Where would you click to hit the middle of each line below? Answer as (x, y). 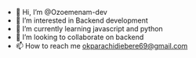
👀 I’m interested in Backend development (82, 20)
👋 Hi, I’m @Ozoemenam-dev (61, 12)
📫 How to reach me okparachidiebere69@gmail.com (102, 46)
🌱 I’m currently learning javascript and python (89, 29)
